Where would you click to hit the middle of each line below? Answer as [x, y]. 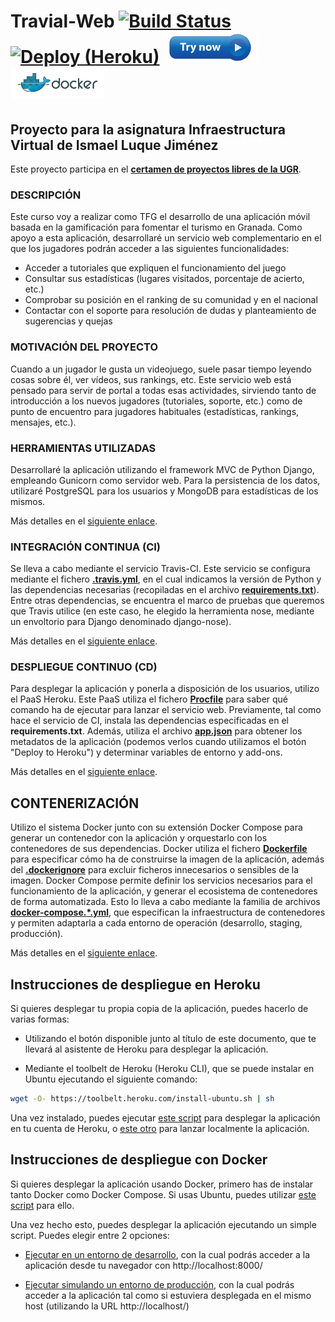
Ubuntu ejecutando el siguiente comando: [111, 1079]
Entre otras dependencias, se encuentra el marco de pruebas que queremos [167, 601]
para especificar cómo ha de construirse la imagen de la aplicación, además [167, 859]
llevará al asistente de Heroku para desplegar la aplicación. [146, 1049]
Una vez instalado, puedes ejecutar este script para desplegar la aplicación [165, 1117]
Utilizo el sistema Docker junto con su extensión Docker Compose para [156, 827]
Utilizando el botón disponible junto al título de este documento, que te [170, 1039]
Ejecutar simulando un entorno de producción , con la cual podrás [159, 1284]
